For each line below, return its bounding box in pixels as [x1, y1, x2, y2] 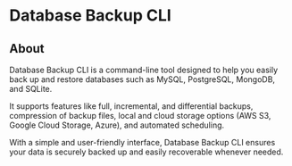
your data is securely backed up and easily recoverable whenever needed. [9, 146, 284, 157]
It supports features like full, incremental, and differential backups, [9, 101, 254, 112]
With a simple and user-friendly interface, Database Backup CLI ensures [9, 137, 276, 147]
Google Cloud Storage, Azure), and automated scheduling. [9, 120, 225, 130]
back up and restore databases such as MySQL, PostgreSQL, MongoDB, [9, 74, 275, 85]
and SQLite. [9, 84, 53, 94]
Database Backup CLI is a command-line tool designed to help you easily [9, 64, 279, 75]
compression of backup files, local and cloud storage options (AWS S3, [9, 111, 271, 120]
